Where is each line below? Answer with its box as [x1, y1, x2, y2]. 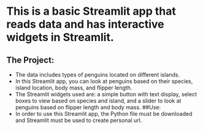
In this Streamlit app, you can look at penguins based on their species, [15, 78, 193, 85]
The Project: [6, 55, 55, 65]
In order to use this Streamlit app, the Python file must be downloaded [15, 110, 193, 117]
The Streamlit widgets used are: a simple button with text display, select [15, 91, 197, 97]
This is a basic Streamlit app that [6, 4, 176, 18]
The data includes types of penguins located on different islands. [15, 71, 180, 78]
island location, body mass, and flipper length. [15, 84, 132, 91]
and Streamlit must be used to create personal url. [15, 117, 142, 124]
